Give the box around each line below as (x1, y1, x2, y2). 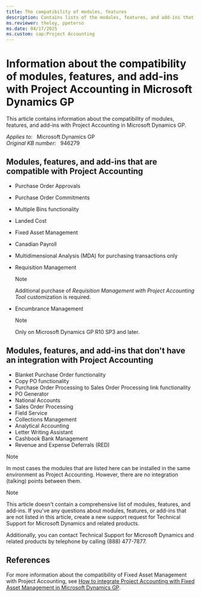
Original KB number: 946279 (6, 139, 80, 147)
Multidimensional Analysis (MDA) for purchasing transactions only (14, 252, 178, 259)
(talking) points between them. (6, 477, 82, 484)
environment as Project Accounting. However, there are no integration (6, 471, 178, 478)
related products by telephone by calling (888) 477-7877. (6, 538, 147, 545)
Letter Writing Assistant (14, 428, 73, 435)
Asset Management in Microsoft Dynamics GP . (6, 584, 121, 591)
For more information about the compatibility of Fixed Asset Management (6, 571, 187, 578)
